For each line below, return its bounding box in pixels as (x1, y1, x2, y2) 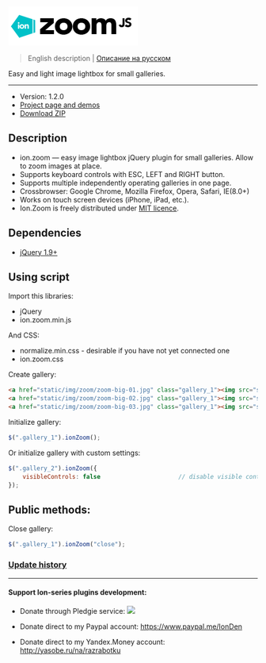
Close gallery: (8, 524, 54, 534)
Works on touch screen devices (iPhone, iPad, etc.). (19, 195, 189, 204)
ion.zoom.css (19, 354, 64, 364)
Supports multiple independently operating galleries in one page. (19, 178, 232, 187)
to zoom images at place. (19, 161, 103, 171)
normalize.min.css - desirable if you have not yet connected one (19, 346, 230, 356)
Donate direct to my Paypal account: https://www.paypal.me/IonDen (19, 622, 243, 631)
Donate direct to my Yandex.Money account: (19, 637, 165, 646)
